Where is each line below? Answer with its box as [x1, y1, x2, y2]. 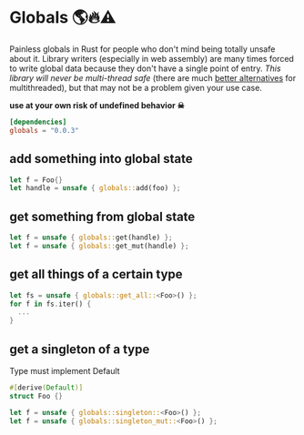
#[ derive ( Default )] [9, 383, 84, 392]
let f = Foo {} [9, 175, 64, 185]
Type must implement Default [9, 365, 120, 376]
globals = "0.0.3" [9, 126, 79, 135]
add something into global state [9, 151, 193, 167]
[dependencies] [9, 117, 67, 126]
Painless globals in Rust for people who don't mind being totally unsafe [9, 43, 276, 55]
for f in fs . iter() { [9, 299, 92, 309]
